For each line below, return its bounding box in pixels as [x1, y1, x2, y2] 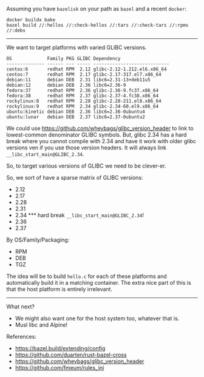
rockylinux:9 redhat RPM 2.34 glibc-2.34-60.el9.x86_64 [6, 103, 159, 109]
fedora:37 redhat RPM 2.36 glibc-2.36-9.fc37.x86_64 [6, 87, 159, 93]
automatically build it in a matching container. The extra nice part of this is [6, 279, 191, 286]
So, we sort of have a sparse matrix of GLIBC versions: [6, 174, 144, 181]
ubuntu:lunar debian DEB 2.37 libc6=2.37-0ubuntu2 [6, 114, 146, 120]
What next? [6, 303, 35, 310]
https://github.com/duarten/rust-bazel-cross [15, 352, 127, 358]
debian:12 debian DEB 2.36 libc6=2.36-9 [6, 82, 126, 88]
